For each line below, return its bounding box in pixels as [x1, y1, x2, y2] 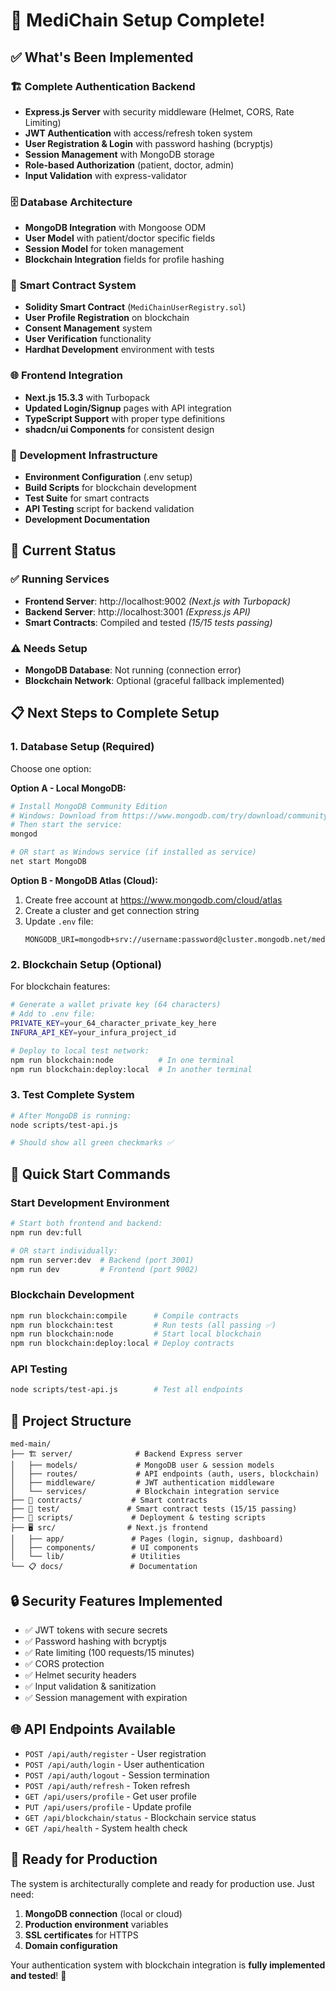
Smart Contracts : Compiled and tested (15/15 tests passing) [24, 616, 273, 628]
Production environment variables [24, 1918, 169, 1930]
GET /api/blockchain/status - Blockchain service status [24, 1811, 257, 1823]
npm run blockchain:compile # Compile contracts [10, 1310, 240, 1321]
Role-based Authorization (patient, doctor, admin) [24, 159, 235, 171]
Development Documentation [24, 514, 150, 526]
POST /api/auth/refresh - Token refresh [24, 1779, 190, 1791]
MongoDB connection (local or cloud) [24, 1907, 183, 1919]
